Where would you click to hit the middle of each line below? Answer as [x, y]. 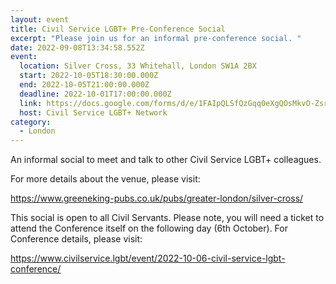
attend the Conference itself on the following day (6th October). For [149, 228]
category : [31, 122]
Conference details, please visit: [76, 239]
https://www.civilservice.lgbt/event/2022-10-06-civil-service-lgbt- [148, 258]
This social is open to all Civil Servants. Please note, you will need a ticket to [167, 218]
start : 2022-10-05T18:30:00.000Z [89, 76]
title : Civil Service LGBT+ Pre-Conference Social [118, 29]
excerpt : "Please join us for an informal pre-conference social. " [156, 38]
